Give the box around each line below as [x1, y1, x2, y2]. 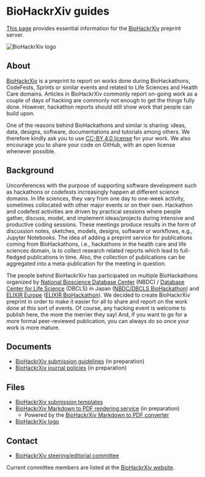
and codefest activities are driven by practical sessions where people [6, 207, 182, 215]
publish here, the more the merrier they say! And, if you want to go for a [6, 311, 187, 318]
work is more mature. [6, 324, 60, 331]
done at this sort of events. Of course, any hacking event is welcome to [6, 304, 186, 311]
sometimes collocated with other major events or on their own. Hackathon [6, 201, 193, 208]
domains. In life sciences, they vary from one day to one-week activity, [6, 194, 185, 202]
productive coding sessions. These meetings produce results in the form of [6, 221, 196, 228]
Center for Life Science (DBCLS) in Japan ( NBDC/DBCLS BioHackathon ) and [6, 284, 199, 292]
